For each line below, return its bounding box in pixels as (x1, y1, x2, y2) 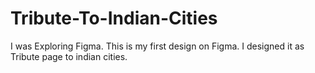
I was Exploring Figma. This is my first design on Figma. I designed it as (10, 40, 305, 52)
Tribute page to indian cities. (10, 50, 128, 62)
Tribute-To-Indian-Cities (10, 7, 218, 30)
